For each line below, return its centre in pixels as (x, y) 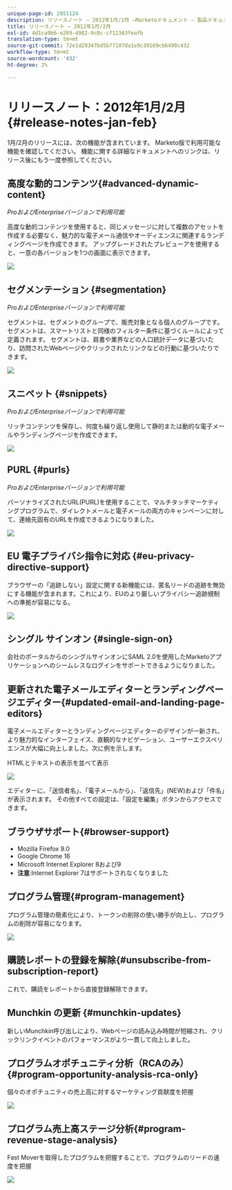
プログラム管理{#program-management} (96, 897)
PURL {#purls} (39, 470)
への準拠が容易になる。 (40, 602)
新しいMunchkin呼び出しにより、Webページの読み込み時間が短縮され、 (109, 1030)
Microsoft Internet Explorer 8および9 (69, 865)
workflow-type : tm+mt (38, 52)
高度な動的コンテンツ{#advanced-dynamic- (103, 183)
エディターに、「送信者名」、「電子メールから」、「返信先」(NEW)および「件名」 (116, 791)
